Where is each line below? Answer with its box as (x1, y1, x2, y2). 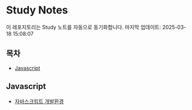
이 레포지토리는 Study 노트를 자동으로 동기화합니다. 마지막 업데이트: (6, 23, 161, 30)
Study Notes (6, 4, 69, 17)
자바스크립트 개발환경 (14, 98, 64, 105)
